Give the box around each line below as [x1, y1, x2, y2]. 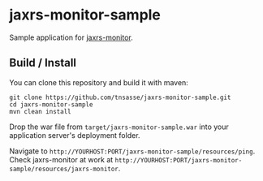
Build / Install [9, 56, 76, 70]
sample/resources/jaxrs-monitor [9, 165, 119, 173]
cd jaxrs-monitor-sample [9, 100, 93, 109]
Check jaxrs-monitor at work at [9, 154, 114, 164]
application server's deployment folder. [9, 130, 140, 140]
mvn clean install [9, 107, 71, 115]
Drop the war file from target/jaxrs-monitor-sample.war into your [9, 122, 230, 131]
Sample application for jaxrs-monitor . [9, 32, 133, 42]
